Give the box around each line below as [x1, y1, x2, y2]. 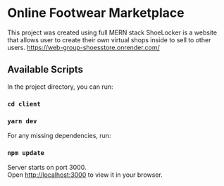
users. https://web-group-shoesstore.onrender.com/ [7, 43, 160, 51]
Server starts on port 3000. [7, 163, 87, 172]
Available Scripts [7, 63, 83, 75]
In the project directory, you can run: [7, 82, 113, 91]
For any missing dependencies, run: [7, 131, 111, 139]
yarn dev [7, 117, 37, 125]
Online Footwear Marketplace [7, 5, 185, 21]
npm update [7, 149, 44, 156]
